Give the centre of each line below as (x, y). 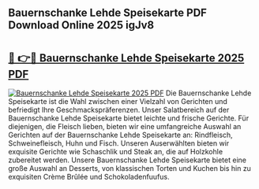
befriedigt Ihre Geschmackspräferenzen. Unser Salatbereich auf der (119, 110)
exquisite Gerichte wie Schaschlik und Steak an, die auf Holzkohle (116, 152)
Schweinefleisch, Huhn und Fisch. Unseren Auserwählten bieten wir (119, 143)
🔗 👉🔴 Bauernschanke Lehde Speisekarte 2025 (126, 58)
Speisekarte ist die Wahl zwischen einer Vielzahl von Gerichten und (118, 101)
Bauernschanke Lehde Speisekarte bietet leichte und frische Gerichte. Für (129, 118)
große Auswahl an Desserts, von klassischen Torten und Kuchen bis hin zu (129, 168)
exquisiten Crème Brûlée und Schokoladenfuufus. (89, 177)
